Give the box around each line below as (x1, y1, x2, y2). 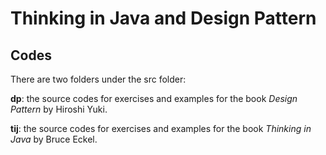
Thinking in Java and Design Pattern (10, 7, 317, 30)
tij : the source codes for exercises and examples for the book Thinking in (10, 123, 312, 134)
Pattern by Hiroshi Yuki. (10, 103, 108, 115)
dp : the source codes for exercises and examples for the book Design (10, 93, 298, 104)
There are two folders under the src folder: (10, 73, 187, 85)
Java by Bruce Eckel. (10, 133, 98, 145)
